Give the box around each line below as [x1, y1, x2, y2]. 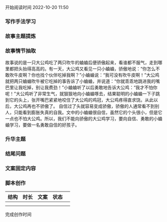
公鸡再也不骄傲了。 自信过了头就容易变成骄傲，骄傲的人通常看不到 [18, 103, 155, 109]
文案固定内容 [5, 165, 36, 172]
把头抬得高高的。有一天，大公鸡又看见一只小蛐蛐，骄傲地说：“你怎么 [13, 66, 156, 72]
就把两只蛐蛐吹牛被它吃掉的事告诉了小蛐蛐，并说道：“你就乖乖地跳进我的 [5, 78, 156, 84]
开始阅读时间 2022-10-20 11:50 [5, 4, 69, 10]
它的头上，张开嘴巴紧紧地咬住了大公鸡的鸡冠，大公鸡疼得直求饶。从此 [9, 97, 154, 103]
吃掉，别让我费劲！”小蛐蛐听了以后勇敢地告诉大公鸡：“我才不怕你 [22, 84, 158, 91]
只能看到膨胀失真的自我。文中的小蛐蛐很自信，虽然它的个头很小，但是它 [13, 109, 163, 116]
